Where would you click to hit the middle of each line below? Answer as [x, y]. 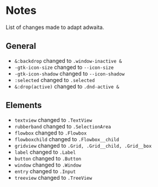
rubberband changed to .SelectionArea [63, 126]
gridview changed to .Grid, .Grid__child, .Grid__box [83, 145]
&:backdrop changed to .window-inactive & [68, 60]
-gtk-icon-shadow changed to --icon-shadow [69, 74]
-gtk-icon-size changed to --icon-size [64, 67]
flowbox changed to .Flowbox [51, 133]
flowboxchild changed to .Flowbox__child [67, 139]
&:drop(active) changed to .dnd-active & [67, 86]
